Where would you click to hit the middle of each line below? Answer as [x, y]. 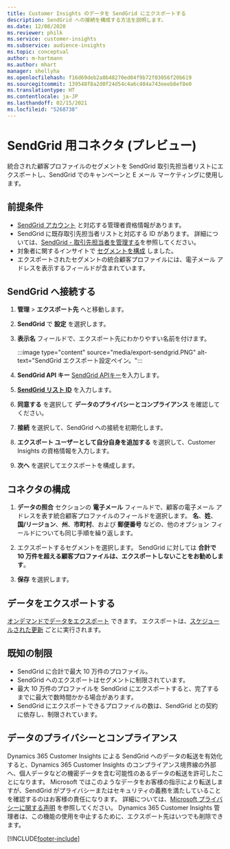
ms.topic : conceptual [38, 52]
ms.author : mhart [32, 65]
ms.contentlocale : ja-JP [43, 97]
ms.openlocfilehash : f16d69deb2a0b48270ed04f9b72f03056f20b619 [100, 77]
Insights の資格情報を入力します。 [65, 451]
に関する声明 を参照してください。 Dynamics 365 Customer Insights [116, 807]
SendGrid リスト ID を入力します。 [66, 390]
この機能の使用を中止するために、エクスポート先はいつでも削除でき [127, 816]
